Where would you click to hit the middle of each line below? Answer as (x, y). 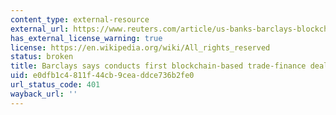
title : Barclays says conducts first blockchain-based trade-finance (158, 66)
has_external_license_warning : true (86, 38)
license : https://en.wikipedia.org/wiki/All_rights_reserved (140, 47)
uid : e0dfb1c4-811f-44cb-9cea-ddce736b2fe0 (102, 76)
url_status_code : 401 (55, 85)
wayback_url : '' (44, 94)
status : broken (42, 57)
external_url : (40, 29)
